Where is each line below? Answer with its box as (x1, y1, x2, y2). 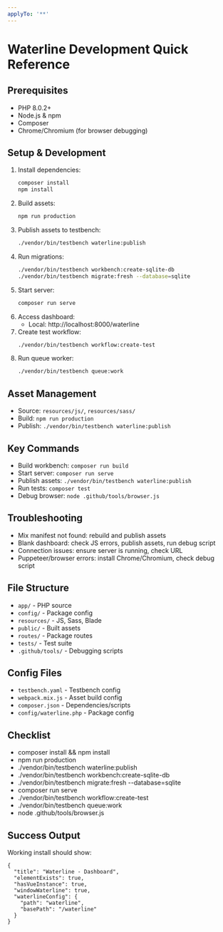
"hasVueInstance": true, (14, 881, 88, 888)
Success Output (7, 829, 81, 842)
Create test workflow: (17, 327, 82, 336)
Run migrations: (17, 252, 64, 261)
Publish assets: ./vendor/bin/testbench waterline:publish (17, 476, 192, 485)
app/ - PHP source (17, 601, 73, 609)
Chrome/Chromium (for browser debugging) (17, 126, 148, 135)
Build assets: (17, 199, 56, 207)
